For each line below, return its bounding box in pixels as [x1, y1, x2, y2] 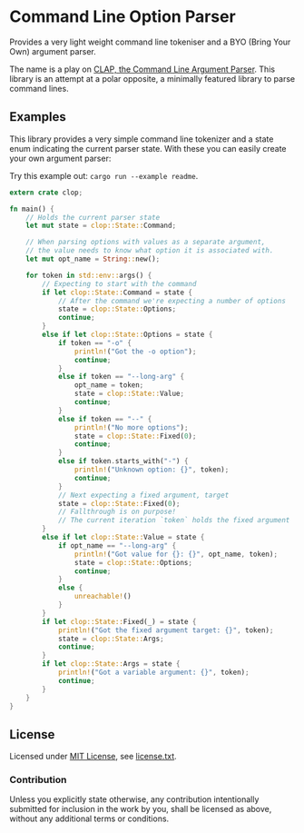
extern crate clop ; [9, 188, 83, 197]
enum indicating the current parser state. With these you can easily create [9, 143, 287, 154]
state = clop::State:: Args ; [57, 634, 165, 643]
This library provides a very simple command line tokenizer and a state [9, 134, 274, 144]
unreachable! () [74, 592, 132, 601]
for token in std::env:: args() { [25, 271, 152, 280]
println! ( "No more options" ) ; [74, 422, 189, 432]
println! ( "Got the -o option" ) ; [74, 347, 197, 356]
